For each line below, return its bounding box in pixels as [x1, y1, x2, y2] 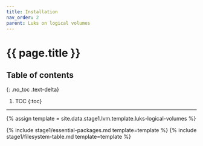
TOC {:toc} [14, 98, 42, 105]
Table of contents [6, 70, 74, 80]
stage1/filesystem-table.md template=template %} [6, 133, 131, 141]
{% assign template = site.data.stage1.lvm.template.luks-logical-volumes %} [6, 115, 196, 122]
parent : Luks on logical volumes [6, 20, 91, 26]
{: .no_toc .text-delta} [6, 86, 59, 94]
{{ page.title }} [6, 46, 81, 60]
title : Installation [6, 8, 59, 15]
